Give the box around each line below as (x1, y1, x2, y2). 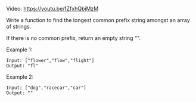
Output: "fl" (6, 63, 39, 69)
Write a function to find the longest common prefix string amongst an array (6, 17, 191, 23)
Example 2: (6, 73, 34, 80)
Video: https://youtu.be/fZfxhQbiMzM (6, 5, 99, 12)
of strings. (6, 23, 32, 30)
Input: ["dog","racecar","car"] (6, 85, 86, 91)
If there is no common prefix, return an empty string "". (6, 35, 141, 41)
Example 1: (6, 46, 33, 53)
